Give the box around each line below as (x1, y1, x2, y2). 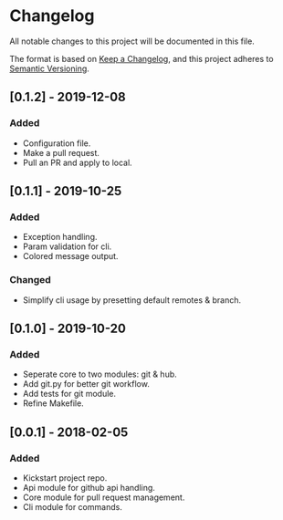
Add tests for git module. (22, 389, 117, 400)
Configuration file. (22, 138, 91, 149)
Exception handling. (22, 232, 98, 243)
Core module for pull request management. (22, 492, 185, 503)
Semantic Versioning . (9, 63, 89, 74)
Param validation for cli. (22, 241, 112, 252)
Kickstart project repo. (22, 472, 108, 484)
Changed (9, 274, 52, 286)
